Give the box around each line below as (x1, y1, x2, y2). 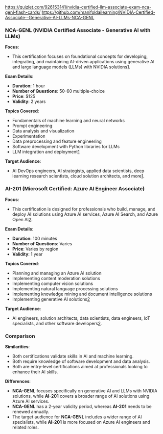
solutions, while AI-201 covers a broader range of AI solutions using (12, 393, 150, 399)
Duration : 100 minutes (12, 235, 57, 241)
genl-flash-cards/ (5, 9, 41, 15)
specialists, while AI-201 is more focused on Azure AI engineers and (12, 419, 150, 425)
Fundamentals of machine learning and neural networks (12, 118, 125, 124)
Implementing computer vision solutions (12, 281, 93, 286)
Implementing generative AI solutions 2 (12, 296, 90, 302)
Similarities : (5, 343, 30, 350)
